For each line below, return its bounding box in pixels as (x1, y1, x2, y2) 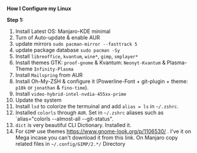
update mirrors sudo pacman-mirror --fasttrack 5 (15, 41, 137, 47)
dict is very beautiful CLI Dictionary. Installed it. (15, 122, 132, 128)
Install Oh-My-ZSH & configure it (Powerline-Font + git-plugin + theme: (15, 78, 188, 85)
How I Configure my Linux (6, 5, 71, 12)
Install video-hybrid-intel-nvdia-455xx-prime (15, 91, 127, 97)
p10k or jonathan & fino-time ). (15, 84, 89, 91)
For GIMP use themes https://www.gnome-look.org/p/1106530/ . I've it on (15, 128, 191, 135)
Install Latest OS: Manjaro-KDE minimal (15, 28, 111, 35)
